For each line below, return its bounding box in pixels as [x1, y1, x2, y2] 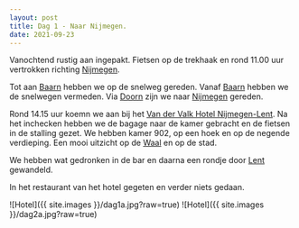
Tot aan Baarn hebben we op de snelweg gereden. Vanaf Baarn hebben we [9, 82, 289, 93]
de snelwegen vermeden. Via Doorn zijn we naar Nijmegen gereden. [9, 91, 264, 102]
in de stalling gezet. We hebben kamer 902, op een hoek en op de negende [9, 128, 291, 139]
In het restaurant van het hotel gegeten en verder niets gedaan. [9, 182, 246, 193]
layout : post [9, 13, 59, 23]
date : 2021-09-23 [9, 30, 75, 39]
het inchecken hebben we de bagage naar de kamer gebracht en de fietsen [9, 118, 291, 129]
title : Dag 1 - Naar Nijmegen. [9, 22, 127, 31]
